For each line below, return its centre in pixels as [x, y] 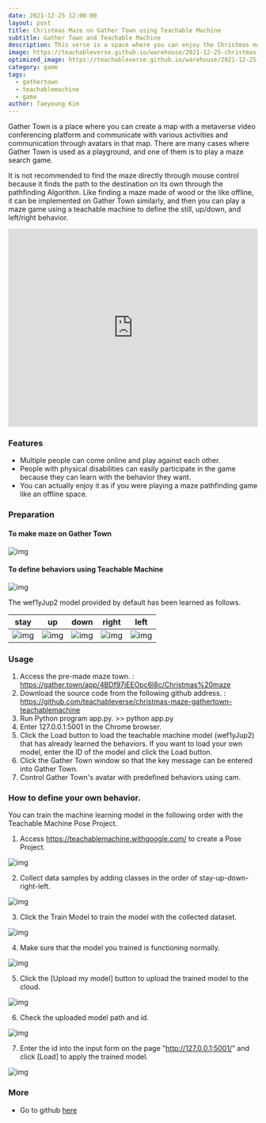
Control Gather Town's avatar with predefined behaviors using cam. [130, 777]
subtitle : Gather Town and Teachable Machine [84, 38]
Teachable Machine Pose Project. [63, 823]
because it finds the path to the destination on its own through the [116, 184]
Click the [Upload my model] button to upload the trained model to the [134, 979]
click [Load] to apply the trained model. [84, 1057]
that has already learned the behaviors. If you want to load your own [131, 744]
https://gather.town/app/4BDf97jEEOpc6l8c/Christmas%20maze [125, 685]
